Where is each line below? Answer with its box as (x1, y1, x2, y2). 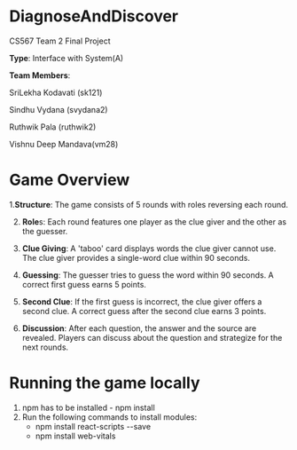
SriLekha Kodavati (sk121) (9, 87, 103, 98)
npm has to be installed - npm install (21, 402, 155, 413)
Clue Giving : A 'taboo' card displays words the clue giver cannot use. (21, 242, 277, 254)
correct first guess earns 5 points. (21, 279, 146, 289)
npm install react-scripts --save (35, 421, 152, 431)
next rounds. (21, 342, 69, 352)
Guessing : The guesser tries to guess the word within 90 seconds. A (21, 269, 275, 280)
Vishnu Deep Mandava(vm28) (9, 138, 119, 149)
